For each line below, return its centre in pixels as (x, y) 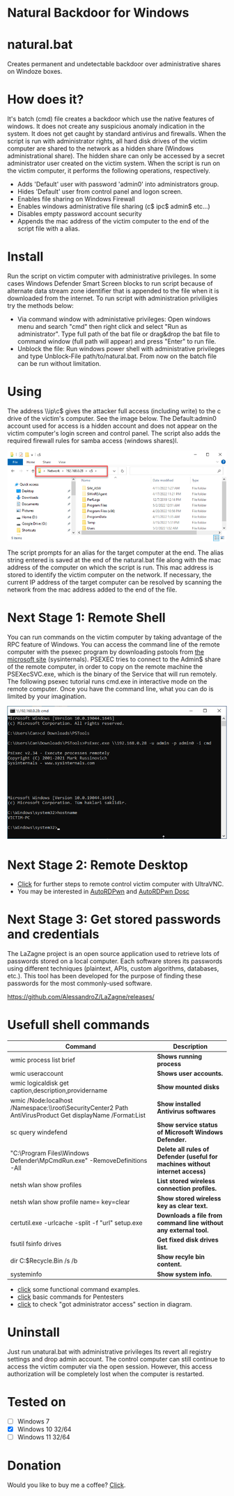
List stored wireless (186, 1181)
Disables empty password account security (79, 214)
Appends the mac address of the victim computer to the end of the (113, 222)
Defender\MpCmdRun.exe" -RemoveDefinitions (79, 1160)
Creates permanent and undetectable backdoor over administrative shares (114, 64)
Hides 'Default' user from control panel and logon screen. (100, 192)
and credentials (53, 934)
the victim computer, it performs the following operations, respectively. (109, 171)
